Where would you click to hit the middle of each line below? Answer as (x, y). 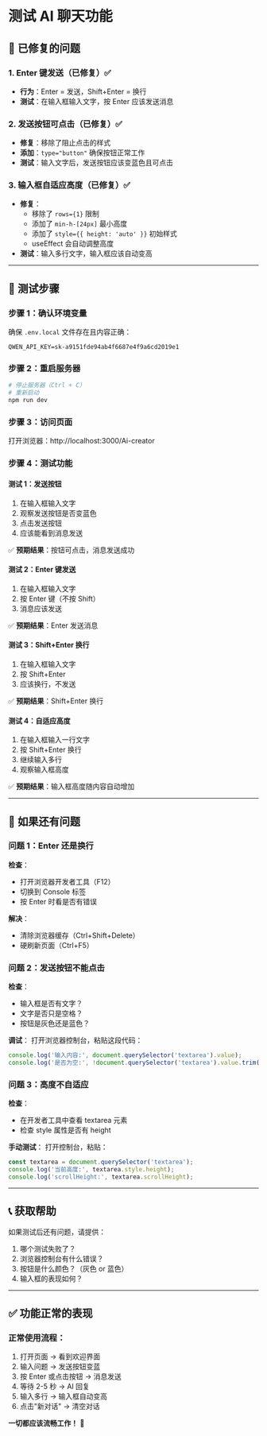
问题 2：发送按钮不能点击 (57, 968)
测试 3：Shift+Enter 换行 (49, 645)
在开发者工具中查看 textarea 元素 (74, 1121)
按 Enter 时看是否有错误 (58, 901)
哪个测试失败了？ (48, 1248)
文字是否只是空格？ (51, 1013)
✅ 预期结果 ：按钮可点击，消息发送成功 (72, 550)
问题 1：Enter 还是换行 (51, 846)
